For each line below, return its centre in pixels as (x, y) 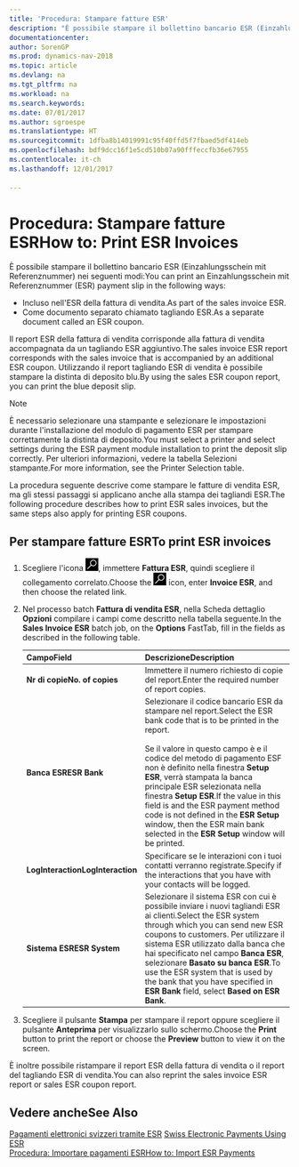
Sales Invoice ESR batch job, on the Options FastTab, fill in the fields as (154, 628)
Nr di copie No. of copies (72, 680)
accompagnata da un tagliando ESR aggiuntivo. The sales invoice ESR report (148, 349)
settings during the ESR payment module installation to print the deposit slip (148, 449)
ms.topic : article (43, 66)
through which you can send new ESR (214, 924)
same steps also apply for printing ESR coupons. (98, 514)
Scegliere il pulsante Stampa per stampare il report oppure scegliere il (151, 1020)
